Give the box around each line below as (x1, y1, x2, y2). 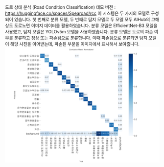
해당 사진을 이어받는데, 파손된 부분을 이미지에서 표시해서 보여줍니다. (10, 41, 140, 47)
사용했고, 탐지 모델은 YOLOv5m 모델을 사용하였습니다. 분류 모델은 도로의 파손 (5, 29, 153, 34)
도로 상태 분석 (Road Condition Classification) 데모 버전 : (5, 4, 116, 10)
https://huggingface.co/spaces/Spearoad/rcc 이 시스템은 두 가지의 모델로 (5, 10, 150, 16)
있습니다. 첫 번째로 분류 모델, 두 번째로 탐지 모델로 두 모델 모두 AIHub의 (14, 17, 150, 22)
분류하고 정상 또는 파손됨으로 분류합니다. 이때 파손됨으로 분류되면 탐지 (14, 35, 148, 41)
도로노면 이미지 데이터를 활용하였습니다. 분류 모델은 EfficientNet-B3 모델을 (14, 23, 158, 28)
